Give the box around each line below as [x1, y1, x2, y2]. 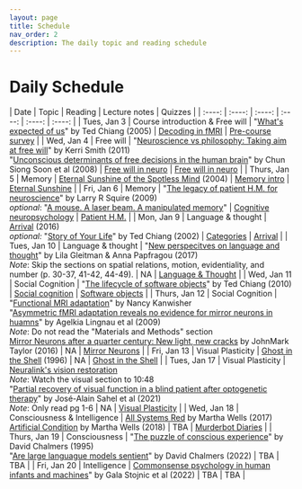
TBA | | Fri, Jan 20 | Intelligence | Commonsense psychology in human [9, 460, 271, 471]
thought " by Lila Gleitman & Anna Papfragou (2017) [9, 250, 199, 261]
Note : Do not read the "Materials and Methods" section [9, 326, 214, 337]
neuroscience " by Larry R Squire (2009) [9, 192, 157, 203]
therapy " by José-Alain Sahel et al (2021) [9, 393, 162, 405]
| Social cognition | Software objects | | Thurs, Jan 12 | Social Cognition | [9, 289, 278, 299]
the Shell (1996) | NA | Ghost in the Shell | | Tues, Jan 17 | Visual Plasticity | [9, 355, 286, 366]
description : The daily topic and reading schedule [9, 38, 207, 48]
